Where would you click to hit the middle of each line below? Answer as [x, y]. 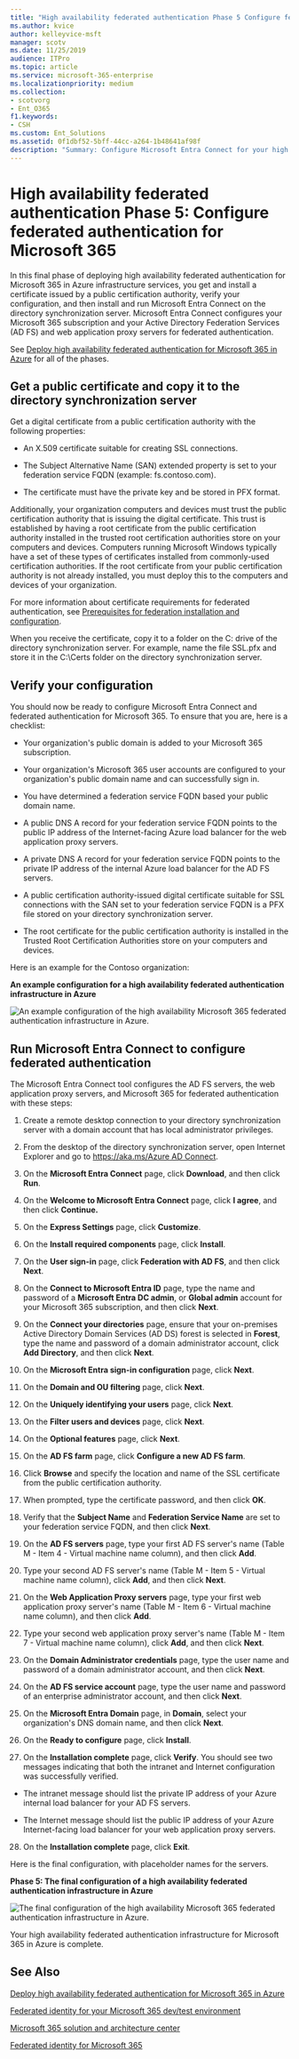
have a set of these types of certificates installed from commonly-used [140, 557]
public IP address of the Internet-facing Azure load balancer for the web [155, 832]
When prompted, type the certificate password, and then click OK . [145, 1500]
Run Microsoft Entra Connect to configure [128, 1049]
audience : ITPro [40, 59]
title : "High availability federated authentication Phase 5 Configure [145, 17]
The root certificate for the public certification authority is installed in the [156, 931]
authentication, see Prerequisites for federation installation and [125, 612]
